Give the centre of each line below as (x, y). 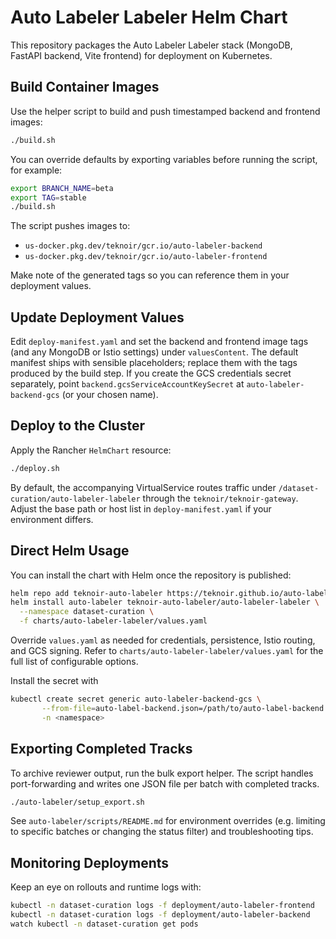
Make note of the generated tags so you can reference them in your (150, 275)
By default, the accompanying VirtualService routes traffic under (143, 487)
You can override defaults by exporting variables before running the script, (164, 159)
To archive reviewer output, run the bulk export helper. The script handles (162, 773)
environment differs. (52, 519)
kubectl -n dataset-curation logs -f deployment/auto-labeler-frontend (162, 906)
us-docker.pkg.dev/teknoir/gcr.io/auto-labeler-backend (143, 246)
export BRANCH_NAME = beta (62, 188)
